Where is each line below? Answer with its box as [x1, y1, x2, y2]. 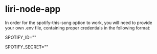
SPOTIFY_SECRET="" [5, 44, 49, 50]
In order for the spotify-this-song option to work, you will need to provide [5, 20, 153, 26]
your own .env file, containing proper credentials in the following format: [5, 25, 151, 30]
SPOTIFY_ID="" [5, 34, 37, 40]
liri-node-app [5, 3, 61, 15]
